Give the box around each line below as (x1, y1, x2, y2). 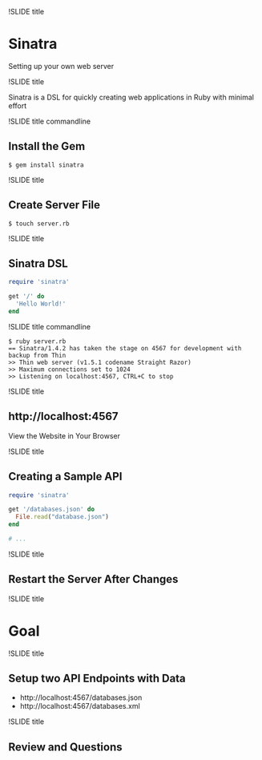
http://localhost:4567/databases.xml (19, 701, 140, 711)
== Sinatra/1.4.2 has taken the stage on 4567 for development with (8, 344, 242, 352)
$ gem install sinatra (8, 160, 84, 169)
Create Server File (8, 198, 101, 212)
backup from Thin (8, 351, 67, 359)
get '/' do (8, 293, 45, 301)
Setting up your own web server (8, 61, 115, 71)
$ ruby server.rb (8, 337, 67, 346)
